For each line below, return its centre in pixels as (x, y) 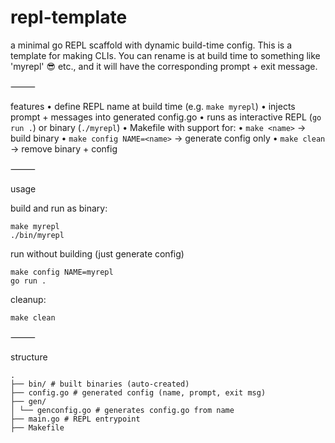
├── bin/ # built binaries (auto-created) (100, 384)
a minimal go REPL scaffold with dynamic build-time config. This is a (151, 45)
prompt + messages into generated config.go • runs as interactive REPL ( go (166, 117)
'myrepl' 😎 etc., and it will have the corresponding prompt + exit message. (164, 66)
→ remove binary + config (64, 148)
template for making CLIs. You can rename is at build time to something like (165, 55)
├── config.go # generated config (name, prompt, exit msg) (138, 392)
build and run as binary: (59, 208)
